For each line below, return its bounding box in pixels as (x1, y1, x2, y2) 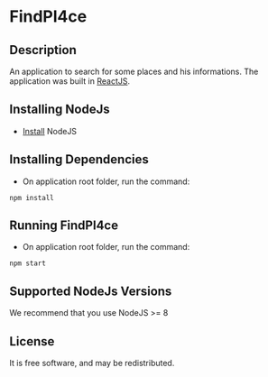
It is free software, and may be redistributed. (9, 358, 175, 369)
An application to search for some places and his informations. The (9, 66, 259, 77)
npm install (9, 193, 54, 202)
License (9, 334, 55, 349)
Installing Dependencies (9, 152, 149, 168)
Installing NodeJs (9, 102, 110, 117)
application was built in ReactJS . (9, 76, 131, 87)
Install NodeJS (22, 125, 78, 136)
